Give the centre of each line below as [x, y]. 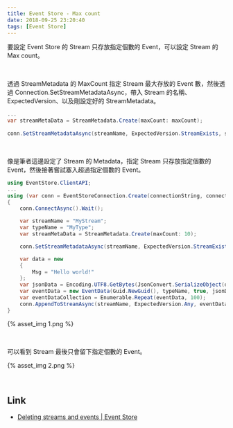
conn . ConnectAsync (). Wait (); [62, 208]
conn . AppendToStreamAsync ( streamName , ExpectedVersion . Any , [108, 304]
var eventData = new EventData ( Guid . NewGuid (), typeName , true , [114, 292]
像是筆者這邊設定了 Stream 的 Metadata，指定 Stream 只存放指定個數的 [109, 161]
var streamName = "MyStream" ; [63, 221]
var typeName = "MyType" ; [57, 228]
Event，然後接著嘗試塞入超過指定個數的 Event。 [76, 170]
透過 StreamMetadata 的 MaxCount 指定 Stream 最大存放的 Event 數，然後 [113, 84]
